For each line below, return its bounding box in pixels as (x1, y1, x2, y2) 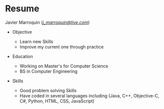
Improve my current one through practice (19, 44, 104, 50)
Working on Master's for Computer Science (19, 63, 109, 69)
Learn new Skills (19, 38, 53, 45)
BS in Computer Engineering (19, 68, 78, 74)
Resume (5, 3, 40, 14)
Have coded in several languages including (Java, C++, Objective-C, (19, 93, 160, 99)
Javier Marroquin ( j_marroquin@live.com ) (5, 19, 90, 25)
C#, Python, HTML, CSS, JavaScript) (19, 98, 95, 104)
